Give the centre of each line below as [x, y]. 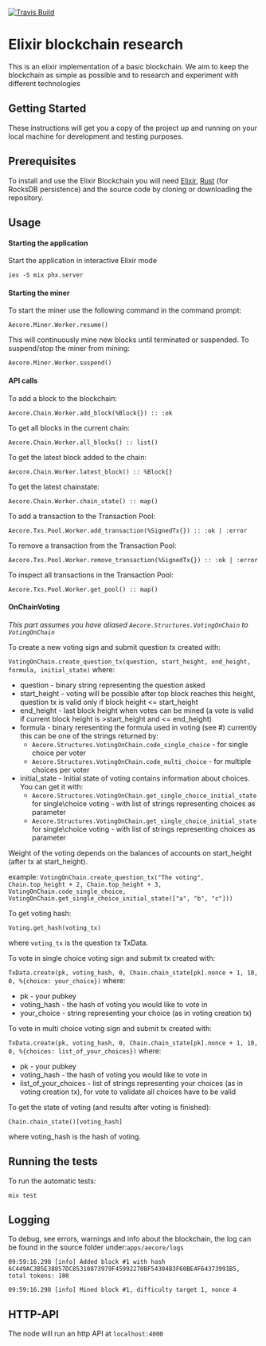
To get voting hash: [40, 913]
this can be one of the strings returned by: [89, 736]
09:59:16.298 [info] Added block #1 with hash [87, 1262]
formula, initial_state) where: [62, 669]
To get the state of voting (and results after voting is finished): [110, 1107]
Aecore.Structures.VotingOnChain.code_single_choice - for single [140, 744]
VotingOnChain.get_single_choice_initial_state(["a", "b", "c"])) [121, 898]
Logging [29, 1220]
